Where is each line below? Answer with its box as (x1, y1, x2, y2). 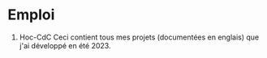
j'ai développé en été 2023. (19, 40, 111, 50)
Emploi (7, 6, 55, 24)
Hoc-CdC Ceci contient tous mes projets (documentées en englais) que (19, 32, 260, 42)
